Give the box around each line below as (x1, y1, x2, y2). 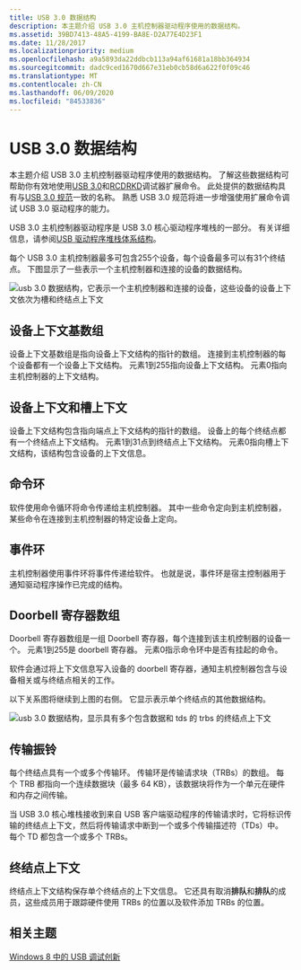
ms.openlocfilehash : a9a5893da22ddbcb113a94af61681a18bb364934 (9, 55, 251, 64)
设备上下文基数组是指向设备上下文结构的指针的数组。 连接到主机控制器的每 (9, 348, 287, 359)
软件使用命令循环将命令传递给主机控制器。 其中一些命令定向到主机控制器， (9, 502, 287, 513)
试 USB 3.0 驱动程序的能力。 (9, 203, 115, 214)
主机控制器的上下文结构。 (9, 371, 104, 382)
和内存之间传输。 (9, 789, 73, 800)
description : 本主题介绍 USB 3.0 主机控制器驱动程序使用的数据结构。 (9, 22, 245, 31)
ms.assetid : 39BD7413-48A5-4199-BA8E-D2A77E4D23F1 (9, 30, 202, 39)
